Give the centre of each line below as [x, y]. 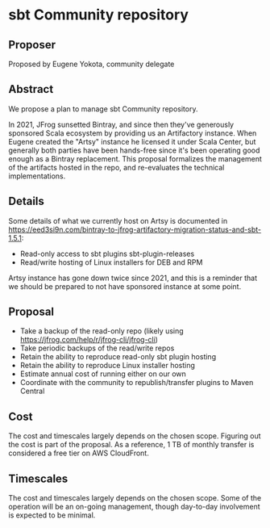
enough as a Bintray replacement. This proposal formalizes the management [135, 158]
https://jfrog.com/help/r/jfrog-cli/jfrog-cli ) [89, 340]
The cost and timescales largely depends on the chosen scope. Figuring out [135, 436]
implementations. [37, 176]
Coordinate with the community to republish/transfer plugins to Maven [137, 383]
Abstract [31, 89]
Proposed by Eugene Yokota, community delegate [91, 64]
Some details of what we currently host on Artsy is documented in [118, 220]
